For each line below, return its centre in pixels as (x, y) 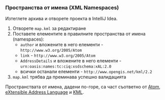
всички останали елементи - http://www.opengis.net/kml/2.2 (86, 72)
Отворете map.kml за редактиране (49, 28)
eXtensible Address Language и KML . (45, 92)
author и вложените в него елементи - (62, 45)
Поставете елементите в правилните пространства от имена (79, 34)
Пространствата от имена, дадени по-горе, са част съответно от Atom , (83, 87)
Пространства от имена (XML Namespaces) (62, 8)
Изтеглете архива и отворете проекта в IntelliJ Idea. (61, 19)
